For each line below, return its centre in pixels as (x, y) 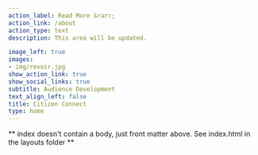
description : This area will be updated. (78, 38)
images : (21, 60)
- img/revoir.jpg (37, 67)
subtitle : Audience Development (62, 89)
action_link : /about (42, 23)
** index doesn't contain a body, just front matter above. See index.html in (129, 134)
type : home (26, 111)
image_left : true (37, 52)
